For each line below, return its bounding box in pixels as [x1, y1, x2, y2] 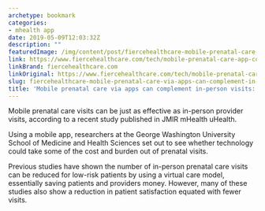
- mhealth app [8, 26, 55, 34]
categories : [8, 19, 47, 27]
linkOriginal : [8, 70, 55, 78]
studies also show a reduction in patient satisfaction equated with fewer [8, 187, 242, 197]
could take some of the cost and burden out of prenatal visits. [8, 146, 209, 156]
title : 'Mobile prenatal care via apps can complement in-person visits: [8, 84, 256, 93]
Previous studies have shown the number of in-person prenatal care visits [8, 162, 248, 172]
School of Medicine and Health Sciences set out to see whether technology [8, 139, 254, 148]
